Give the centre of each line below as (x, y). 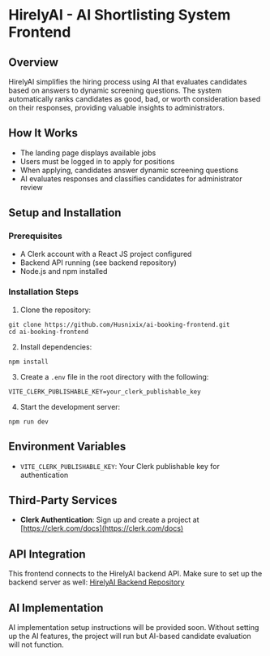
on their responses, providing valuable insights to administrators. (117, 108)
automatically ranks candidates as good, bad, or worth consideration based (135, 99)
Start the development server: (70, 406)
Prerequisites (35, 236)
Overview (34, 62)
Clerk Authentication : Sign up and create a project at (110, 520)
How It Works (43, 133)
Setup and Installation (65, 213)
